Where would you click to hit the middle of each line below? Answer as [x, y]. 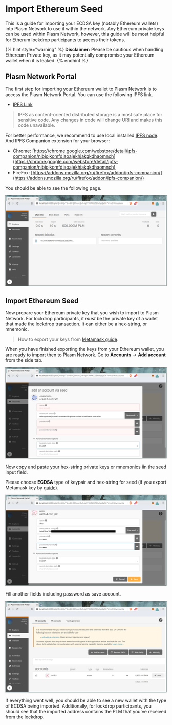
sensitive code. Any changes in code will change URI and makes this [90, 120]
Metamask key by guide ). [32, 487]
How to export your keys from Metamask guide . [68, 339]
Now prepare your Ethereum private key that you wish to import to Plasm [82, 313]
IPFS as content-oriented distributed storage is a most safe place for [90, 114]
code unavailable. [36, 125]
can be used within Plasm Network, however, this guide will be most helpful [85, 34]
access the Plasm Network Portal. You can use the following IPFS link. [79, 94]
